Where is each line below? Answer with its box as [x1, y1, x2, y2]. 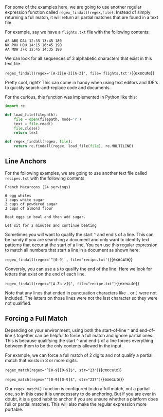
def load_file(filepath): [5, 112, 57, 117]
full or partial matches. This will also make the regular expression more [5, 401, 147, 407]
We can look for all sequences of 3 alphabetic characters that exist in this [5, 55, 152, 61]
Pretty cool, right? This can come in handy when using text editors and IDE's [5, 80, 159, 85]
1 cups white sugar [5, 197, 45, 202]
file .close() [14, 126, 40, 131]
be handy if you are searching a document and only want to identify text [5, 236, 150, 242]
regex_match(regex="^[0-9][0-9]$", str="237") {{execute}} [5, 376, 124, 382]
